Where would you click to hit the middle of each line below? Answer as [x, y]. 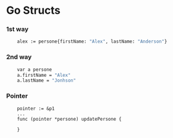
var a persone [34, 70]
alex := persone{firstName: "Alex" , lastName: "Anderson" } [92, 42]
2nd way [19, 57]
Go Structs [34, 10]
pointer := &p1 [36, 109]
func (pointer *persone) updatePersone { [69, 119]
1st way [17, 29]
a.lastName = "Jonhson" [47, 81]
